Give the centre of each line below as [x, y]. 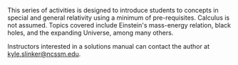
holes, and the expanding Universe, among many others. [90, 32]
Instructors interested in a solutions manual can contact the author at [109, 46]
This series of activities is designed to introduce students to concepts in [113, 10]
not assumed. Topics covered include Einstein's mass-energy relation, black [119, 25]
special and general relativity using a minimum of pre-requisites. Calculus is [119, 18]
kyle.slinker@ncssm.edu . [44, 54]
